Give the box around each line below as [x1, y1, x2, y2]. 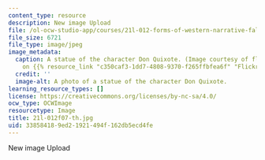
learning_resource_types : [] [8, 84, 104, 93]
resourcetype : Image [8, 107, 77, 115]
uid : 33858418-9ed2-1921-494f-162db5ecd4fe [8, 121, 154, 129]
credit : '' [15, 70, 51, 78]
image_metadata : [8, 48, 62, 56]
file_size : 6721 [8, 33, 62, 42]
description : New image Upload [8, 19, 111, 27]
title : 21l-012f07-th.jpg [8, 114, 93, 122]
